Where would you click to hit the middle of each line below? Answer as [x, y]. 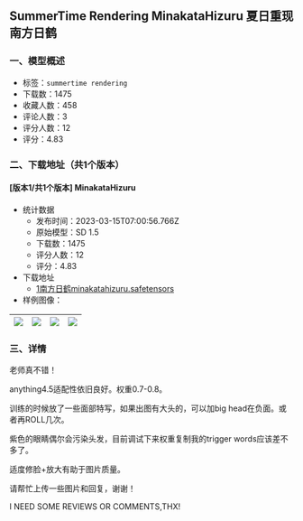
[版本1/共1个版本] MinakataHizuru [73, 188]
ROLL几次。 [47, 420]
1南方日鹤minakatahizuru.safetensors [105, 288]
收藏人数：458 [50, 105]
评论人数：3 [45, 116]
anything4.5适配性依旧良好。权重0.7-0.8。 [88, 389]
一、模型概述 [37, 61]
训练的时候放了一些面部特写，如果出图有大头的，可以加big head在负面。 [144, 408]
